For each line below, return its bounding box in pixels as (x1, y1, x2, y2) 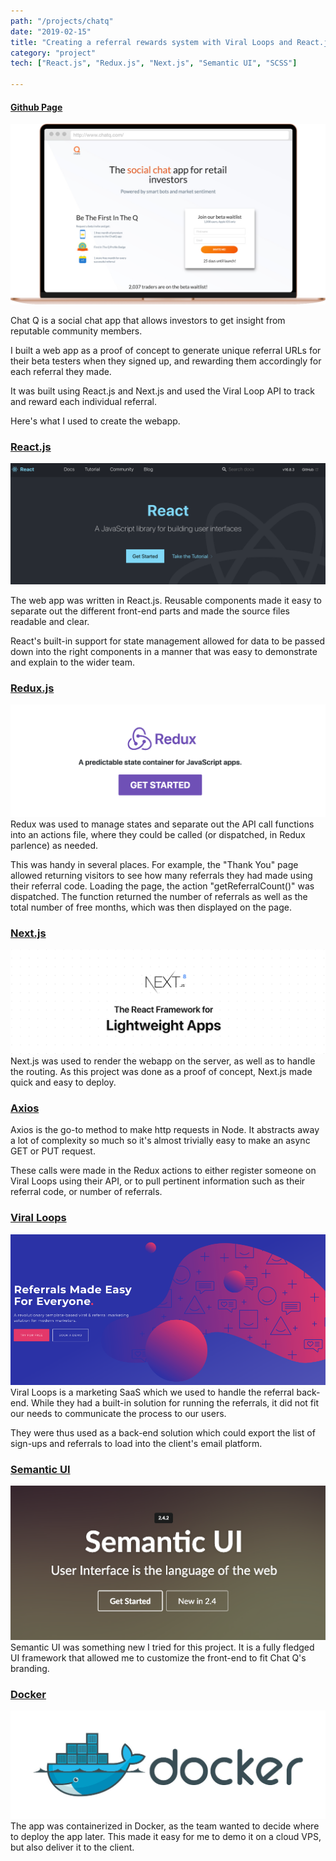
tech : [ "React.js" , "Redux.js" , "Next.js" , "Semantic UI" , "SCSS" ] (10, 58, 298, 69)
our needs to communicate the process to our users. (10, 1408, 227, 1420)
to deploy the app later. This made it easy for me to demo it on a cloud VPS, (10, 1831, 322, 1843)
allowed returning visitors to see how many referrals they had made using (10, 869, 313, 881)
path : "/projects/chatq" (10, 16, 114, 26)
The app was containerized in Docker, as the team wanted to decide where (10, 1820, 320, 1832)
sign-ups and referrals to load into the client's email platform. (10, 1438, 263, 1450)
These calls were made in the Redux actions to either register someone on (10, 1165, 317, 1177)
